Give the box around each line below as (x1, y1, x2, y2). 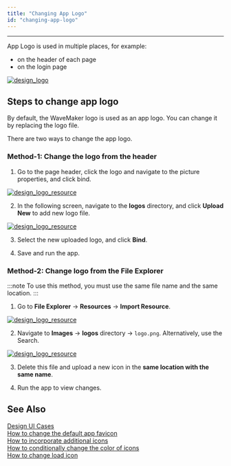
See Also (7, 403, 46, 415)
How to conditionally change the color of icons (7, 443, 140, 452)
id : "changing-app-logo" (7, 17, 78, 23)
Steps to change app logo (7, 96, 119, 107)
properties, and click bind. (16, 175, 91, 183)
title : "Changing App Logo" (7, 10, 88, 17)
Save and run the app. (16, 248, 80, 257)
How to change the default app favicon (7, 429, 118, 437)
